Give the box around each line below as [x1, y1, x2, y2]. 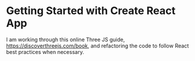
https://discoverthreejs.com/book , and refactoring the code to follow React [6, 42, 189, 49]
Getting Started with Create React [6, 4, 176, 18]
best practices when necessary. [6, 48, 84, 55]
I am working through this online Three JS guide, [6, 36, 126, 43]
